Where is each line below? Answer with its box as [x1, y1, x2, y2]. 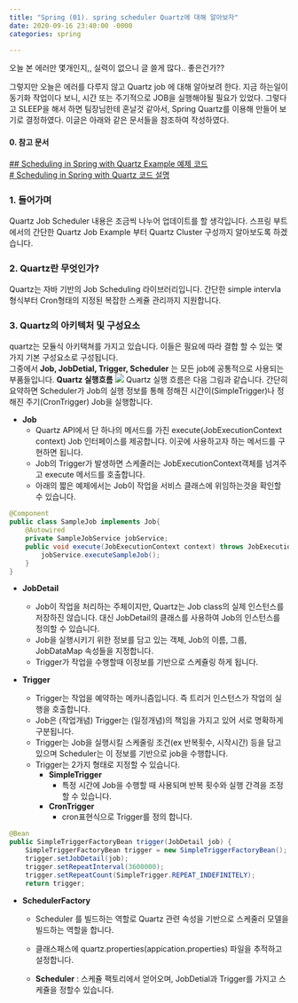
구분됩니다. [35, 726, 74, 737]
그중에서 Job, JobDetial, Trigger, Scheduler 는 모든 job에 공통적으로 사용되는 [9, 363, 284, 374]
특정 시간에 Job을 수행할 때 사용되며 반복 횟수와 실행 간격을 [61, 780, 268, 791]
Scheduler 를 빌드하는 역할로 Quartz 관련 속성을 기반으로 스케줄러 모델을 [35, 913, 289, 924]
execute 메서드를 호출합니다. [44, 470, 145, 480]
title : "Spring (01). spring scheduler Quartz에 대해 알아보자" [9, 12, 239, 22]
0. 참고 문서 [9, 137, 50, 147]
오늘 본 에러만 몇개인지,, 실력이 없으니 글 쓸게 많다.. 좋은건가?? [9, 63, 224, 74]
